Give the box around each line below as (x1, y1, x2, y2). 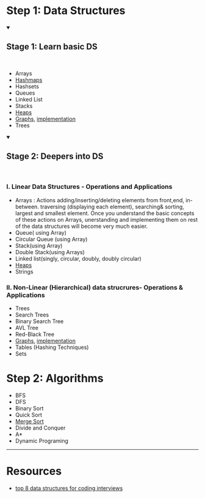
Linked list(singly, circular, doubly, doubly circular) (15, 255, 142, 262)
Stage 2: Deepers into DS (6, 151, 104, 162)
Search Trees (15, 311, 49, 318)
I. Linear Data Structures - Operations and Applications (6, 183, 173, 191)
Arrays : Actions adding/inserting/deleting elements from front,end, (15, 196, 185, 203)
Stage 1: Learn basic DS (6, 42, 98, 52)
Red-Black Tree (15, 331, 55, 338)
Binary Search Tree (15, 318, 64, 325)
